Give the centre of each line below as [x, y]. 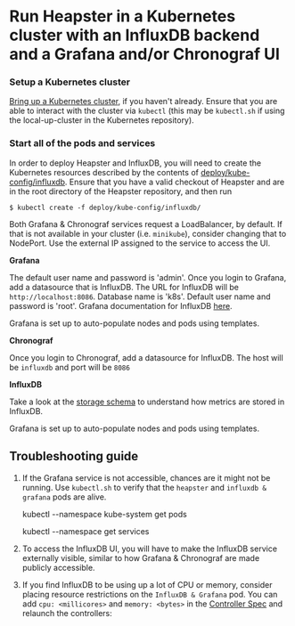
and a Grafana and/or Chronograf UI [145, 54]
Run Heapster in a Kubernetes [123, 16]
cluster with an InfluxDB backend [135, 35]
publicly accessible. [58, 567]
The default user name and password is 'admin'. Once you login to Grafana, [148, 277]
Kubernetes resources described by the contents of [104, 172]
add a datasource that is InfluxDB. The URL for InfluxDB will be [124, 287]
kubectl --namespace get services [86, 531]
